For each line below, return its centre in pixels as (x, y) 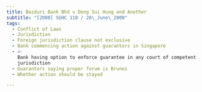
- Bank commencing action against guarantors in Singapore (89, 46)
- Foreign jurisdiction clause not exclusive (71, 40)
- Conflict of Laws (37, 29)
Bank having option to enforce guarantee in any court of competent (107, 57)
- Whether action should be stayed (57, 74)
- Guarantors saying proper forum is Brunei (70, 69)
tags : (13, 23)
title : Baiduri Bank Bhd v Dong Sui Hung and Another (77, 12)
